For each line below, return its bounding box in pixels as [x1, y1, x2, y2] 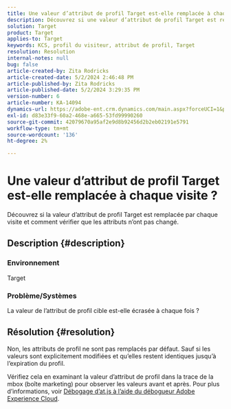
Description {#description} [7, 237, 125, 249]
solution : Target [7, 23, 57, 30]
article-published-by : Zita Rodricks [7, 80, 115, 87]
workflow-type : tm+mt [7, 125, 69, 132]
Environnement [7, 258, 60, 268]
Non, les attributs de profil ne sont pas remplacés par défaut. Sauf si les [7, 344, 211, 353]
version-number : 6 [7, 93, 60, 100]
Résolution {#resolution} [7, 327, 115, 338]
